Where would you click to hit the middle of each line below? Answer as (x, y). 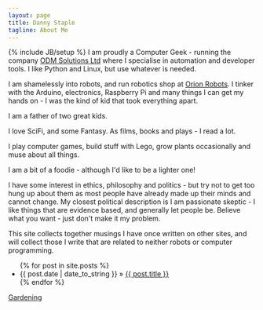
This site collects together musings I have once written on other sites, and (128, 234)
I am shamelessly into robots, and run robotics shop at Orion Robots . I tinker (131, 84)
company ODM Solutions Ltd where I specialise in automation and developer (131, 60)
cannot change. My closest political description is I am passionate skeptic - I (132, 202)
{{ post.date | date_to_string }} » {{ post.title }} (94, 274)
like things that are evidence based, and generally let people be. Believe (124, 210)
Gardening (25, 297)
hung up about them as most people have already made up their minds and (130, 194)
